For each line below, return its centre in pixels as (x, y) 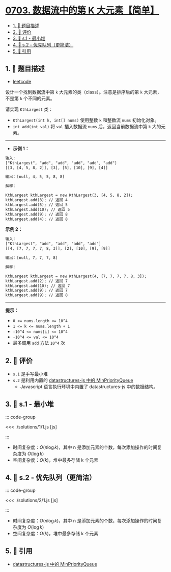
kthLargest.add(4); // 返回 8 (36, 219)
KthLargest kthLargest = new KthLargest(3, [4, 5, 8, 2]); (69, 195)
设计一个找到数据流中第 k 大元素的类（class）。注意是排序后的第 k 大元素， (83, 92)
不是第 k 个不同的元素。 (30, 98)
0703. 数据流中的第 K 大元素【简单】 (82, 10)
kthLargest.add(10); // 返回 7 (38, 286)
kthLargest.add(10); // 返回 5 (38, 209)
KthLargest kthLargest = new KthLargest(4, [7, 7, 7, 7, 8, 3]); (76, 276)
